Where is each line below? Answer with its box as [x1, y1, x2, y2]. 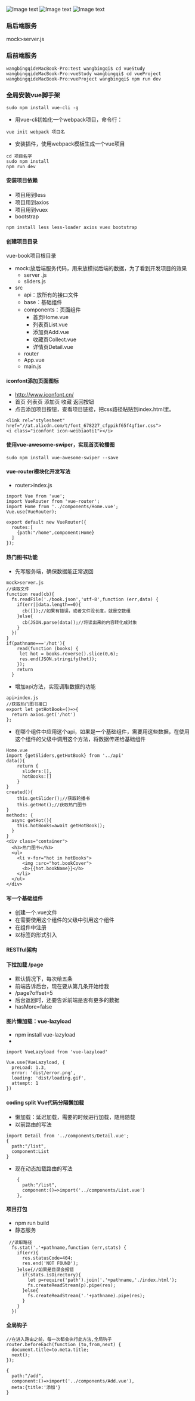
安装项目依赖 [6, 177, 38, 184]
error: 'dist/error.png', [11, 1070, 76, 1076]
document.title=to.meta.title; [11, 1347, 89, 1353]
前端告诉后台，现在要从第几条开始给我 [14, 983, 109, 990]
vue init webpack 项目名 [6, 129, 66, 135]
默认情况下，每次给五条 [14, 975, 73, 982]
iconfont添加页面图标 [6, 377, 60, 384]
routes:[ [11, 524, 33, 530]
